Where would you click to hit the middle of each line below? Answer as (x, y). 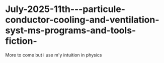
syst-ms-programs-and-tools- (71, 30)
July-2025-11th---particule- (65, 9)
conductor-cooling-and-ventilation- (82, 20)
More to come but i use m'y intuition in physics (54, 55)
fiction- (21, 41)
